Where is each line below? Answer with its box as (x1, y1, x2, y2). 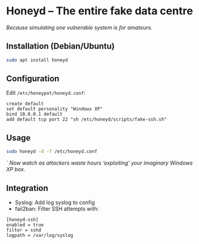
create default (6, 101, 44, 107)
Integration (6, 183, 49, 193)
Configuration (6, 73, 60, 84)
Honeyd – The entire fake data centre (6, 4, 193, 18)
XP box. (6, 166, 26, 173)
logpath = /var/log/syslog (6, 232, 74, 238)
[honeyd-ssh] (6, 217, 39, 223)
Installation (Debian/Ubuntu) (6, 41, 115, 51)
